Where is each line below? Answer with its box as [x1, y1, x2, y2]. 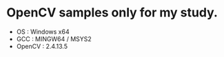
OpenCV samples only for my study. [6, 5, 218, 21]
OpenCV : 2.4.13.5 [16, 42, 68, 50]
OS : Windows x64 [16, 27, 70, 36]
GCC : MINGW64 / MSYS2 [16, 34, 92, 43]
